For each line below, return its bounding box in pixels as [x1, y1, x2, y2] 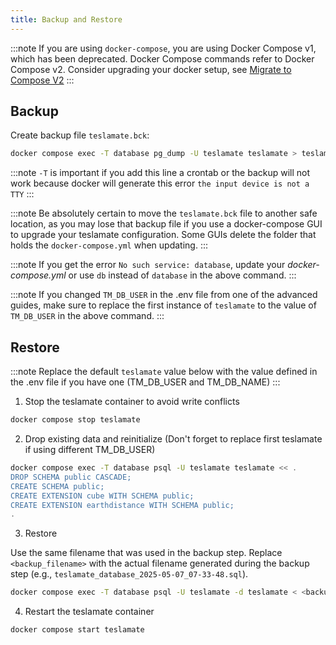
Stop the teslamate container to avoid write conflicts [24, 396, 240, 408]
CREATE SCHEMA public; [10, 481, 105, 491]
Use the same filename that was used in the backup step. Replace [10, 547, 283, 559]
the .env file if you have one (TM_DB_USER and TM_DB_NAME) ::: [10, 376, 281, 388]
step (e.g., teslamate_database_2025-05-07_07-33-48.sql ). [10, 568, 249, 580]
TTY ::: [10, 188, 35, 200]
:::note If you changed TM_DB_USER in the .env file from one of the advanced [10, 289, 318, 301]
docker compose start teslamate [10, 625, 145, 635]
